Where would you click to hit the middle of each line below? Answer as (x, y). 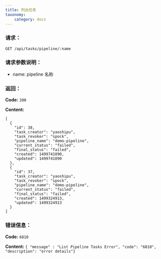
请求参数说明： (23, 62)
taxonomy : (16, 15)
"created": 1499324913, (39, 198)
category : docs (30, 19)
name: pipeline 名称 (33, 74)
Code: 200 (16, 100)
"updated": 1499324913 (38, 203)
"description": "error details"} (40, 251)
